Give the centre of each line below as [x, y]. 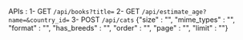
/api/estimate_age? [174, 12]
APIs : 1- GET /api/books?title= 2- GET [74, 11]
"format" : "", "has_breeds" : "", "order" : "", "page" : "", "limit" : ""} [118, 28]
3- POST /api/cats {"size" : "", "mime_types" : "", [153, 20]
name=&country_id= [39, 20]
